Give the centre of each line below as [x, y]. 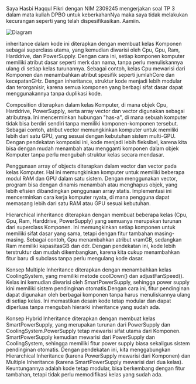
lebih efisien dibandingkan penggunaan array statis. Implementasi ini [89, 191]
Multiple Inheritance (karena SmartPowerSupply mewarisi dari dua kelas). [94, 362]
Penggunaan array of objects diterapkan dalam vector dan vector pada [92, 166]
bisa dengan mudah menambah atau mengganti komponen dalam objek [92, 148]
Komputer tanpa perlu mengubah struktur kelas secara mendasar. [85, 154]
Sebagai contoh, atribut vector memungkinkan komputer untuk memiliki [92, 130]
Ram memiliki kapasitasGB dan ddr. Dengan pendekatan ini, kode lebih [91, 246]
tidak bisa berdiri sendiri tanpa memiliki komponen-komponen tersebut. [92, 123]
